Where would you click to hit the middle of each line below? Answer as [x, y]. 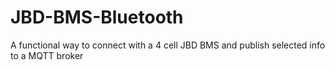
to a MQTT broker [47, 55]
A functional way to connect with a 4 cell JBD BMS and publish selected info [168, 45]
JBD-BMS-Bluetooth [97, 17]
